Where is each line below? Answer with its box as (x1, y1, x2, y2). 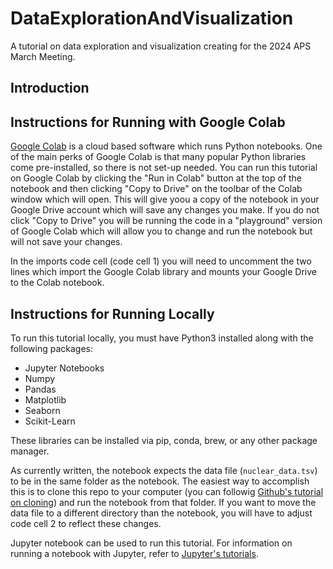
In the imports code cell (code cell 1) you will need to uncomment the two (10, 255, 312, 267)
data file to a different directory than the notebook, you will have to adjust (10, 507, 313, 519)
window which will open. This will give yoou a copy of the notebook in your (10, 193, 320, 206)
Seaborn (24, 404, 61, 416)
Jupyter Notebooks (24, 362, 105, 374)
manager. (10, 445, 50, 457)
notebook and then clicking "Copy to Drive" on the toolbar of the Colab (10, 183, 303, 195)
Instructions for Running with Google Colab (10, 113, 286, 131)
